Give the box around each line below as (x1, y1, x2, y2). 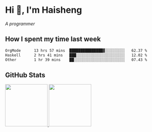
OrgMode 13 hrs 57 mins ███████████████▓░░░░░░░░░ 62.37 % (5, 48, 148, 53)
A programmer (5, 21, 35, 27)
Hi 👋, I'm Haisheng (5, 4, 82, 16)
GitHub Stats (5, 71, 46, 79)
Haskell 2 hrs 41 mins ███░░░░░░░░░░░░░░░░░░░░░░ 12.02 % (5, 53, 148, 58)
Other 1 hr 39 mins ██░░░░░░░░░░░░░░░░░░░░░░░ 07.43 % (5, 57, 148, 62)
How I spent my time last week (5, 35, 101, 43)
